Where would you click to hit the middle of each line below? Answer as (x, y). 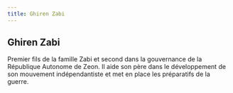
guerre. (18, 82)
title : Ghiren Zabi (36, 14)
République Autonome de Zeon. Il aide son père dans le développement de (116, 67)
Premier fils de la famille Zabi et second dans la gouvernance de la (105, 59)
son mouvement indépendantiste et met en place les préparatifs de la (109, 74)
